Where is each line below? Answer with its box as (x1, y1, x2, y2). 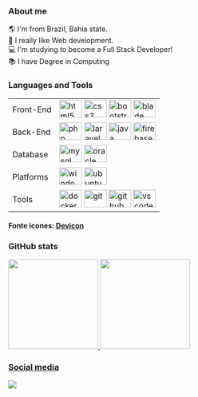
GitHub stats (8, 241, 58, 252)
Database (12, 149, 49, 161)
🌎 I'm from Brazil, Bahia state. (8, 24, 108, 34)
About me (8, 6, 48, 17)
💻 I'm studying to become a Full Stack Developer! (8, 45, 173, 54)
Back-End (12, 126, 51, 137)
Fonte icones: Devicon (8, 221, 85, 231)
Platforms (12, 172, 49, 183)
